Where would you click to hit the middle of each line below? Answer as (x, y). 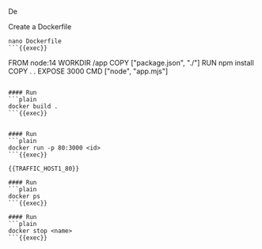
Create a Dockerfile (40, 26)
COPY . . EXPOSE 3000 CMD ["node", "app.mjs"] (88, 71)
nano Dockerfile (35, 41)
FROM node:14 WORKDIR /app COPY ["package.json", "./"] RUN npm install (131, 63)
